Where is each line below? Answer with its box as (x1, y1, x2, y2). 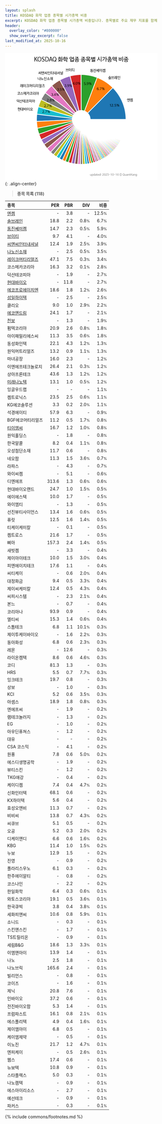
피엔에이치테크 (7, 563, 35, 569)
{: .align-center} (5, 181, 37, 186)
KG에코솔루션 (7, 402, 33, 408)
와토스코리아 (7, 896, 31, 902)
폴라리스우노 (7, 865, 31, 871)
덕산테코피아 (7, 272, 31, 278)
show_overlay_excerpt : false (9, 33, 68, 38)
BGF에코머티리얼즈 (7, 417, 44, 423)
